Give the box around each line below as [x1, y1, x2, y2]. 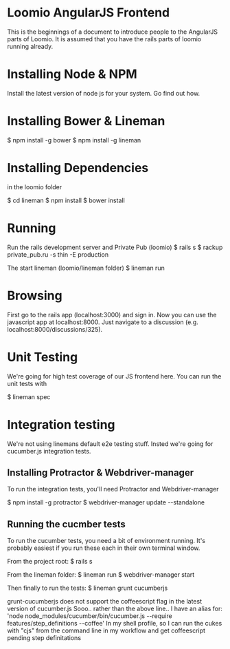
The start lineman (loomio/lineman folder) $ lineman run [7, 264, 165, 272]
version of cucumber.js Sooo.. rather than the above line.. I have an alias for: [7, 604, 223, 613]
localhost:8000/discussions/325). [7, 325, 103, 333]
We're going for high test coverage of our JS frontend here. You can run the [7, 372, 222, 380]
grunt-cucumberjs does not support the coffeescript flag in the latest [7, 597, 203, 606]
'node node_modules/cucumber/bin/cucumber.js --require [7, 612, 173, 620]
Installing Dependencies [7, 160, 149, 175]
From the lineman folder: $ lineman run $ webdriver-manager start [7, 571, 195, 579]
